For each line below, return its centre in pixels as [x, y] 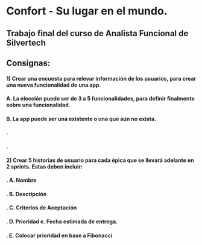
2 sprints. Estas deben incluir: [45, 166]
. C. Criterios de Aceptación [42, 208]
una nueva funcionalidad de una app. [54, 85]
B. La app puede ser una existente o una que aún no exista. [81, 119]
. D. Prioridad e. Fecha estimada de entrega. [62, 222]
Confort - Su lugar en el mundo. [87, 11]
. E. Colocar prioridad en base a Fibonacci [59, 235]
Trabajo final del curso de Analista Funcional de [97, 33]
